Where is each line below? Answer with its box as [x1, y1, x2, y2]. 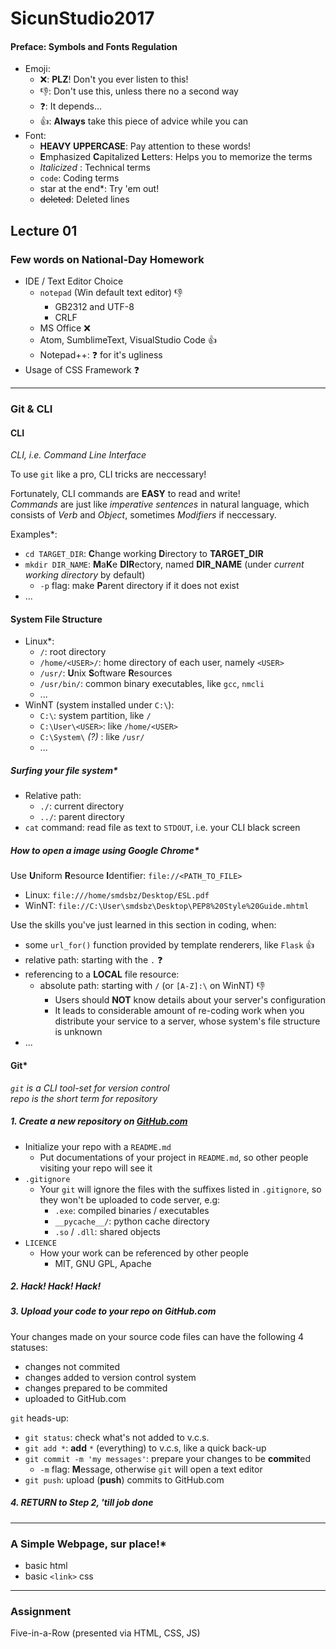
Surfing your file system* [10, 765, 118, 776]
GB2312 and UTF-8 [54, 301, 135, 313]
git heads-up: [10, 1412, 70, 1424]
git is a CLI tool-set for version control [10, 1082, 170, 1094]
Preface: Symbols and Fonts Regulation [10, 40, 178, 52]
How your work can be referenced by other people [39, 1247, 249, 1259]
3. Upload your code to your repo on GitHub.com [10, 1305, 217, 1317]
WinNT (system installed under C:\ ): [24, 699, 175, 711]
